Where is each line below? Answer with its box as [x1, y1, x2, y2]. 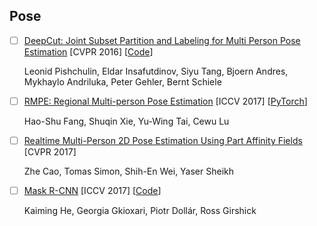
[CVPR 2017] [23, 146, 77, 158]
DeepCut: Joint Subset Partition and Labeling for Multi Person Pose [23, 34, 301, 46]
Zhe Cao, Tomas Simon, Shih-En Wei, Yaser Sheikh [23, 165, 235, 177]
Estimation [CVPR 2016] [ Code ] [23, 45, 154, 58]
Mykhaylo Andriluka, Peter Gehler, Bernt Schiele [23, 75, 222, 88]
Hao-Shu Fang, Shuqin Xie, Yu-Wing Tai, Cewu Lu [23, 115, 230, 127]
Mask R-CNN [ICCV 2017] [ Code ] [23, 185, 162, 196]
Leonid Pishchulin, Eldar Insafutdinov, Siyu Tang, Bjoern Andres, [23, 65, 289, 77]
